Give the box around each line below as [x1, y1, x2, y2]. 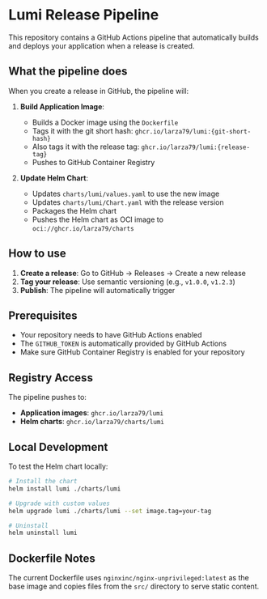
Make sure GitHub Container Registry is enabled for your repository [19, 347, 245, 357]
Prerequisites [8, 308, 78, 322]
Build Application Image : [19, 101, 105, 111]
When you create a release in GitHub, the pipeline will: [8, 86, 189, 96]
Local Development [8, 440, 108, 454]
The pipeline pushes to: [8, 393, 87, 402]
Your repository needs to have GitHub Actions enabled [19, 330, 202, 340]
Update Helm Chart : [19, 172, 89, 183]
